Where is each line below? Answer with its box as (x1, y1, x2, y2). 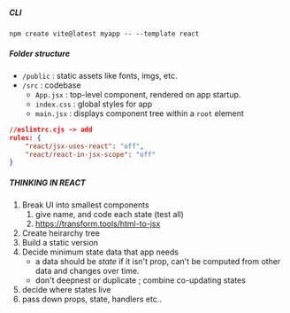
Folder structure (9, 48, 71, 59)
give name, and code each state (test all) (34, 209, 184, 220)
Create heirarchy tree (21, 228, 100, 239)
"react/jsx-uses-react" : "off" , (25, 142, 144, 151)
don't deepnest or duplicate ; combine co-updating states (34, 275, 246, 286)
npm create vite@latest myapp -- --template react (9, 29, 200, 38)
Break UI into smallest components (21, 200, 149, 210)
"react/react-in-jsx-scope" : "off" (25, 150, 156, 159)
